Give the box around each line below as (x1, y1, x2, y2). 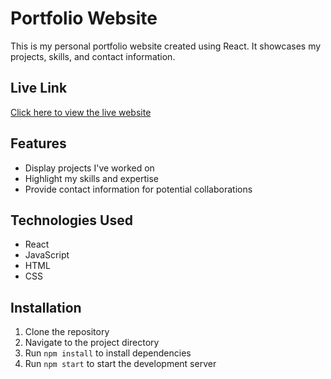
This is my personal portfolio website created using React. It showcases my (10, 40, 322, 52)
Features (10, 135, 67, 152)
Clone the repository (24, 326, 110, 338)
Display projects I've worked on (24, 162, 155, 174)
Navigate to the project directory (24, 337, 160, 349)
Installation (10, 299, 82, 316)
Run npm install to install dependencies (24, 347, 192, 359)
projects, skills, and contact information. (10, 50, 176, 62)
